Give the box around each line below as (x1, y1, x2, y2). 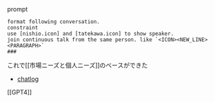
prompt (7, 5, 28, 13)
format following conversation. (7, 18, 100, 25)
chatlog (17, 75, 39, 83)
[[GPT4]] (7, 88, 32, 96)
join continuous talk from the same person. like (7, 36, 153, 43)
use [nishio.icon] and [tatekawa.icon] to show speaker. (7, 30, 174, 37)
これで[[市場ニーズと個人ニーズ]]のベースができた (7, 61, 148, 69)
